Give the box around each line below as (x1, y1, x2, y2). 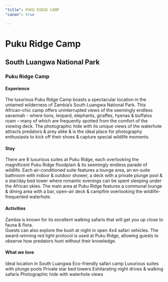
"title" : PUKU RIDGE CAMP (5, 7, 59, 13)
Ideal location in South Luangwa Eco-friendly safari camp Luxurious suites (5, 260, 159, 266)
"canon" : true (5, 12, 35, 17)
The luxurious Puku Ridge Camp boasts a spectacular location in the (5, 96, 146, 103)
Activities (5, 205, 26, 211)
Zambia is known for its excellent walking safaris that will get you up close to (5, 216, 163, 222)
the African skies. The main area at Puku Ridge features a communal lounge (5, 183, 162, 189)
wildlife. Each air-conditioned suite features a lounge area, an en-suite (5, 167, 150, 173)
